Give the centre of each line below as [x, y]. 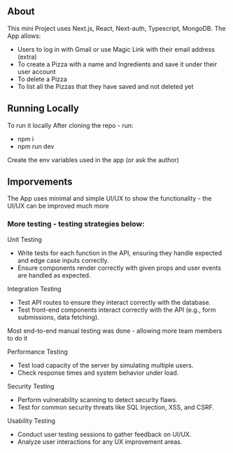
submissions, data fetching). [58, 317]
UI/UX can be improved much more [58, 206]
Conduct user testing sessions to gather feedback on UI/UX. [104, 434]
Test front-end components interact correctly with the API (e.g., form [116, 310]
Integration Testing [34, 289]
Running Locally [43, 109]
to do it [17, 338]
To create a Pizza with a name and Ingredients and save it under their [117, 64]
